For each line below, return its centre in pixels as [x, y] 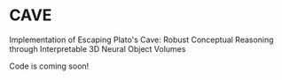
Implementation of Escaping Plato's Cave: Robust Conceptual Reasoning [141, 40]
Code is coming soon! [49, 66]
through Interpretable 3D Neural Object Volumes [98, 48]
